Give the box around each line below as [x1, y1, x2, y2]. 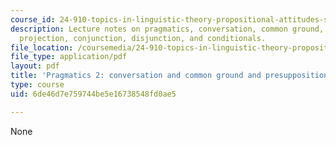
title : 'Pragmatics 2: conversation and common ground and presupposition [10, 71, 329, 81]
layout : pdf [10, 61, 60, 71]
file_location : [10, 42, 74, 53]
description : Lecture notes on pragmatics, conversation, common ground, [10, 24, 325, 34]
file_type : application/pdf [10, 52, 128, 62]
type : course [10, 80, 65, 90]
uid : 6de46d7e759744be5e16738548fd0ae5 [10, 89, 177, 99]
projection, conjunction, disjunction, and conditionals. [19, 33, 267, 43]
